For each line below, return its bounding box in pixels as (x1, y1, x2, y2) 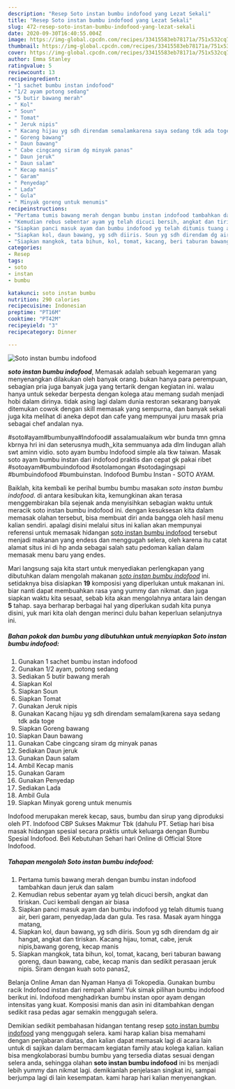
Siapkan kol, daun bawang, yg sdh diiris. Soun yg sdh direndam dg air (17, 927, 219, 936)
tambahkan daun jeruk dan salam (17, 883, 114, 891)
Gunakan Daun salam (17, 753, 79, 762)
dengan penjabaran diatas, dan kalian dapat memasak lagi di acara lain (8, 1036, 212, 1044)
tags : (8, 257, 24, 264)
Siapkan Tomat (17, 694, 61, 703)
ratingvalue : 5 (8, 62, 52, 69)
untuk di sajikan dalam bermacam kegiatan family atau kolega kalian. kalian (8, 1044, 224, 1052)
